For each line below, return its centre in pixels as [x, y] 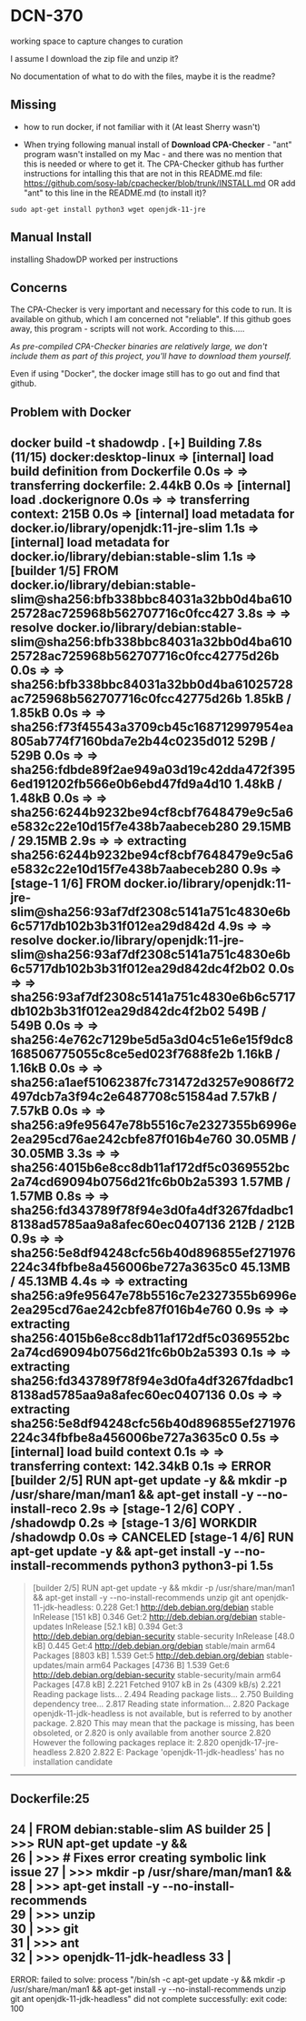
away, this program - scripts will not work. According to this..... [128, 329]
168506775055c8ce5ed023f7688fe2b [122, 1055]
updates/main [58, 1664]
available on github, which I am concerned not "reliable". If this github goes [151, 319]
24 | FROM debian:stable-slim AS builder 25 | [141, 1830]
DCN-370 [47, 16]
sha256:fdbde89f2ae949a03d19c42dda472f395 [153, 770]
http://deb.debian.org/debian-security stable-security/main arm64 [157, 1674]
